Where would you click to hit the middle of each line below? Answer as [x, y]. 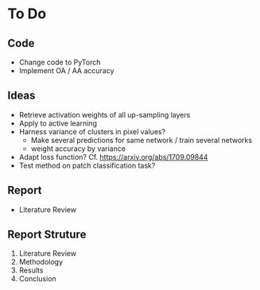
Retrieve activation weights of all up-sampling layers [105, 114]
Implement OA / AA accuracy [66, 71]
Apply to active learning [58, 123]
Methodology [41, 262]
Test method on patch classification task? [87, 165]
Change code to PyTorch [60, 62]
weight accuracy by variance [78, 149]
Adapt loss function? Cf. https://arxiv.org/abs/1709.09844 [113, 157]
